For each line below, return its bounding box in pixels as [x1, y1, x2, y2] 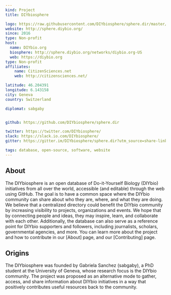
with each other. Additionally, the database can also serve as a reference [5, 218, 158, 224]
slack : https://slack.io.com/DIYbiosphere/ [5, 133, 99, 139]
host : [5, 40, 17, 46]
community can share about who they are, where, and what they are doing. [5, 196, 163, 202]
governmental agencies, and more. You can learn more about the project [5, 229, 158, 235]
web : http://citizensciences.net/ [14, 73, 88, 79]
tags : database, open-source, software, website [5, 148, 110, 153]
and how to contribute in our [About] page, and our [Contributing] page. [5, 234, 156, 240]
